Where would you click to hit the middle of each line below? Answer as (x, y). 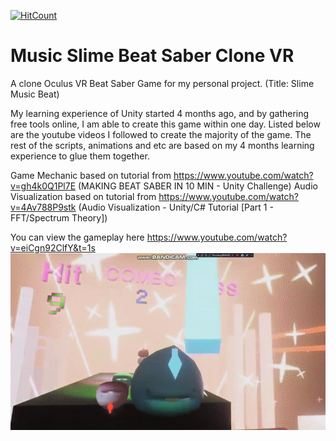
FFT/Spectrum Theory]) (59, 217)
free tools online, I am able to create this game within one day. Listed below (165, 124)
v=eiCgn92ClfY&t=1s (53, 247)
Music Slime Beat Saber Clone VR (152, 56)
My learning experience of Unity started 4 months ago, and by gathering (160, 113)
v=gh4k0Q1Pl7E (43, 186)
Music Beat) (35, 94)
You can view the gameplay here (77, 237)
